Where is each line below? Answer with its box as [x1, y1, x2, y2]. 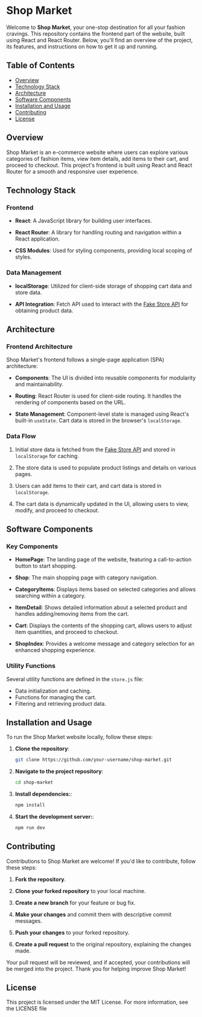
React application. [14, 235, 60, 242]
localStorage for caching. [14, 452, 80, 459]
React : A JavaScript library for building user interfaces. [14, 217, 153, 224]
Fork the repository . [14, 876, 66, 883]
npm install [14, 802, 45, 809]
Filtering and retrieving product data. [14, 700, 107, 707]
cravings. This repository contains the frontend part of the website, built [6, 30, 185, 37]
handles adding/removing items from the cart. [14, 610, 130, 618]
